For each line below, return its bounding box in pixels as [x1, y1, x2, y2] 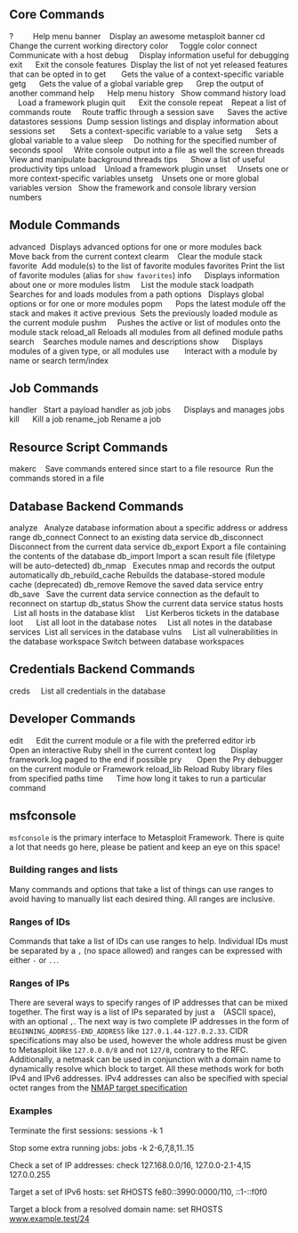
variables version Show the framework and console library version [9, 182, 256, 193]
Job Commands [9, 381, 100, 396]
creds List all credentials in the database [9, 686, 166, 696]
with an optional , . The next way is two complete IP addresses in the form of [9, 1016, 290, 1027]
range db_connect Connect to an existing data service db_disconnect [9, 532, 264, 543]
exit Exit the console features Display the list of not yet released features [9, 59, 288, 70]
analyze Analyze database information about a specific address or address [9, 522, 288, 533]
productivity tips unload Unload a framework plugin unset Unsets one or [9, 163, 289, 174]
